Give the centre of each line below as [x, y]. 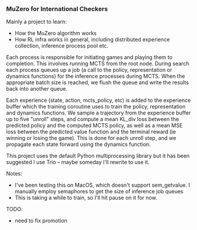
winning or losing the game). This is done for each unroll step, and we [91, 138]
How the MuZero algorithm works [56, 33]
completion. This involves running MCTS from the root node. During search [98, 63]
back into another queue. [37, 89]
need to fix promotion [41, 221]
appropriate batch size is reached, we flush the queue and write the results [98, 82]
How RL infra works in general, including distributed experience [92, 40]
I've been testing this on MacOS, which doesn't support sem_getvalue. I [102, 185]
